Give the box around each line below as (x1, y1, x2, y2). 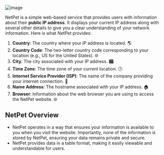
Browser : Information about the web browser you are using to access (12, 91, 154, 97)
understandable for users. (12, 145, 65, 151)
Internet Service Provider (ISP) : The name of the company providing (12, 73, 153, 79)
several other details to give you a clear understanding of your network (5, 25, 150, 31)
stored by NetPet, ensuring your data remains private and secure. (12, 135, 146, 141)
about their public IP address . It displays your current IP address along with (5, 20, 159, 25)
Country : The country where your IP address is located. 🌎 (12, 40, 132, 46)
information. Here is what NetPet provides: (5, 30, 92, 36)
